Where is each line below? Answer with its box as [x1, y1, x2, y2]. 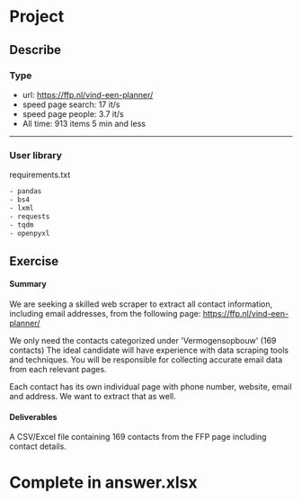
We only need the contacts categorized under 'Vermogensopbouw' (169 [9, 335, 277, 346]
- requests [9, 211, 50, 221]
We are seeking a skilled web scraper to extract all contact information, [9, 299, 272, 309]
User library [9, 148, 63, 161]
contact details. [9, 441, 67, 452]
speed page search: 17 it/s [22, 99, 120, 110]
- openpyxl [9, 228, 50, 237]
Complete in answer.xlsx [9, 472, 198, 493]
